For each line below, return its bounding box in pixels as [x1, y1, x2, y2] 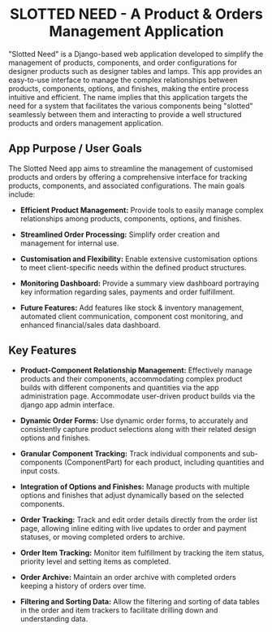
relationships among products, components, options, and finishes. [19, 213, 242, 224]
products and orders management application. [8, 118, 164, 128]
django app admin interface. [19, 399, 115, 409]
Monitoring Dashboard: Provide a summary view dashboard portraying [19, 278, 260, 288]
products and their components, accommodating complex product [19, 373, 243, 383]
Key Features [8, 343, 77, 358]
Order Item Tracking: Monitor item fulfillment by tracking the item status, [19, 547, 265, 557]
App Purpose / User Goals [8, 142, 142, 155]
